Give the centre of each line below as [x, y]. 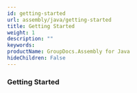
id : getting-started [37, 13]
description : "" [30, 39]
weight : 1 [21, 32]
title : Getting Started [41, 26]
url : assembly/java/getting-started [59, 20]
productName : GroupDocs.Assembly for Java [68, 52]
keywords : [21, 45]
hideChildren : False [37, 58]
